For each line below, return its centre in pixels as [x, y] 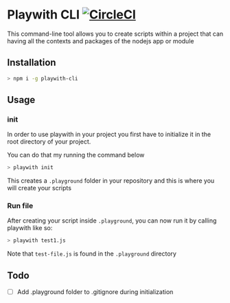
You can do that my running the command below [76, 155]
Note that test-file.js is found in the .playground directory [92, 254]
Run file [20, 206]
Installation [32, 63]
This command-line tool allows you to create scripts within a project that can [115, 34]
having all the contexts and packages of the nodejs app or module [101, 41]
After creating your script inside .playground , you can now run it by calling [112, 221]
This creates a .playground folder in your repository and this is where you [111, 181]
